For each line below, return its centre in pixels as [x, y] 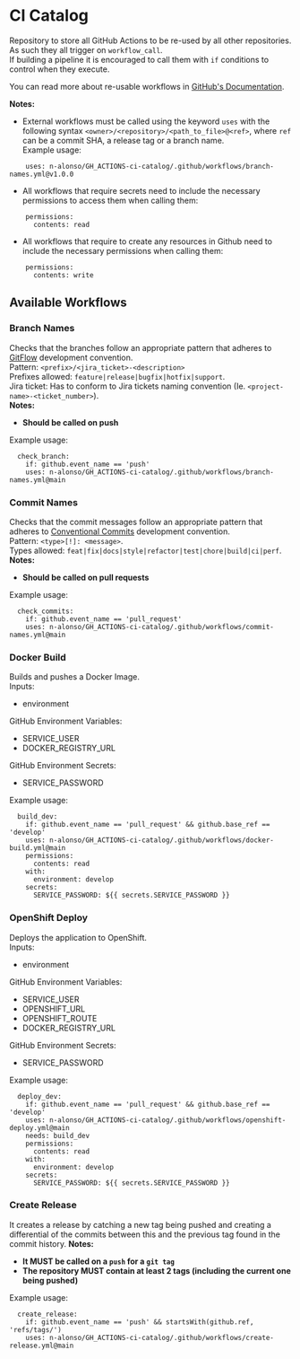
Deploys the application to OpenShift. [78, 937]
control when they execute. [60, 69]
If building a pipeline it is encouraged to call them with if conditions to [139, 59]
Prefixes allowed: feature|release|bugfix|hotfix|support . [117, 376]
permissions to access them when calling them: [110, 200]
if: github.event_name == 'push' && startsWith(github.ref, [140, 1322]
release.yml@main [42, 1346]
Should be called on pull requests [86, 577]
